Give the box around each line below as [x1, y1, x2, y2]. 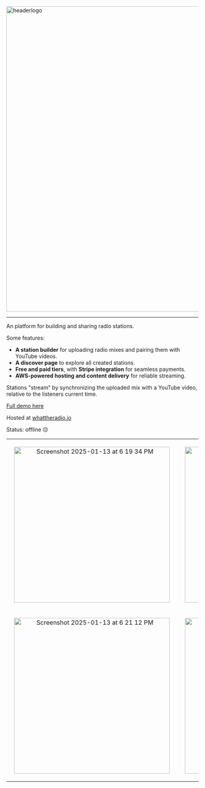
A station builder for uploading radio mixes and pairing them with [15, 346, 180, 353]
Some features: [6, 334, 45, 341]
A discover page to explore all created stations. [15, 359, 135, 366]
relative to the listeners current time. [6, 390, 98, 398]
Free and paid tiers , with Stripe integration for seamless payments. [15, 366, 186, 373]
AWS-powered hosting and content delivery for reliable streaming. [15, 372, 186, 379]
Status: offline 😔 [6, 426, 49, 433]
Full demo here [6, 403, 44, 409]
